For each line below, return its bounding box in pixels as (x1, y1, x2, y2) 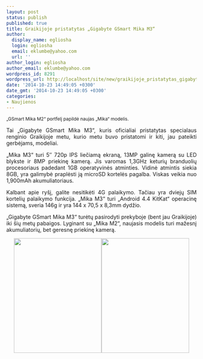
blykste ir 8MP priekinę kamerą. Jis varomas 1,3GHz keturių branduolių (6, 157, 197, 165)
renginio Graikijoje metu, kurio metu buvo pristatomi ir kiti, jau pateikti (6, 133, 197, 140)
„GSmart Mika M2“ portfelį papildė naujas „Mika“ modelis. (6, 116, 129, 122)
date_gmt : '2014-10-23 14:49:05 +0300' (6, 88, 107, 94)
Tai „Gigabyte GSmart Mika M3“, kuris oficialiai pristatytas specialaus (6, 127, 197, 134)
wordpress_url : (6, 76, 45, 82)
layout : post (6, 8, 39, 15)
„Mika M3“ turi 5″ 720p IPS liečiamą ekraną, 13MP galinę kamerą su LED (6, 151, 197, 158)
